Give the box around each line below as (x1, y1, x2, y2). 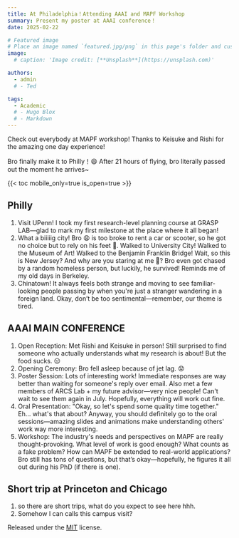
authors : (7, 69, 33, 76)
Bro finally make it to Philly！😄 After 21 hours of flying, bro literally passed (7, 157, 225, 165)
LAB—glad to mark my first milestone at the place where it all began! (17, 226, 219, 234)
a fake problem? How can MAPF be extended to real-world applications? (17, 447, 231, 456)
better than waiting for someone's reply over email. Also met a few (17, 379, 213, 388)
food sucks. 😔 (17, 356, 61, 365)
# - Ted (14, 83, 37, 90)
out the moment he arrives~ (7, 165, 89, 173)
